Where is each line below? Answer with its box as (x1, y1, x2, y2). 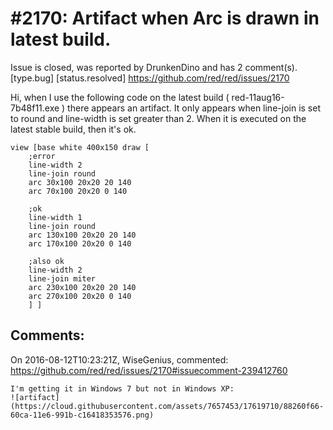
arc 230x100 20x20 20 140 (28, 282, 137, 292)
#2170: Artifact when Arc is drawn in (10, 7, 320, 30)
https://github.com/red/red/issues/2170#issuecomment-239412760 (10, 364, 288, 376)
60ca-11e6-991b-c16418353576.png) (10, 410, 155, 420)
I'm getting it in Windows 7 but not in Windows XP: (10, 383, 235, 394)
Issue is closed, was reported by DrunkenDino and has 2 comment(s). (10, 61, 298, 73)
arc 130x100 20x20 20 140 (28, 230, 137, 240)
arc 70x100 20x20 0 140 (28, 186, 128, 196)
